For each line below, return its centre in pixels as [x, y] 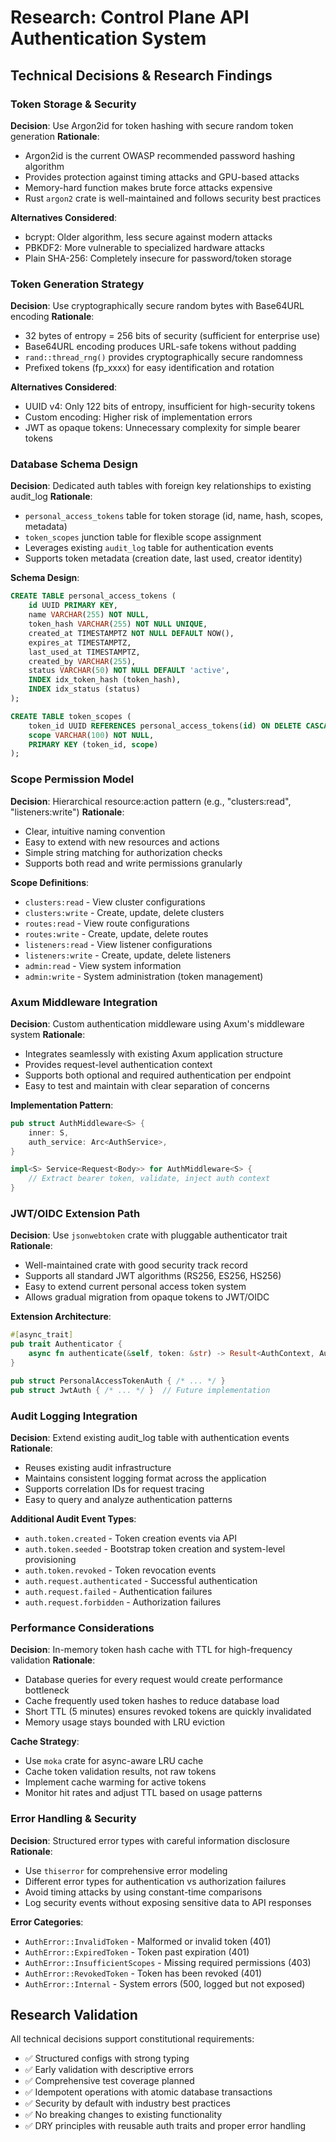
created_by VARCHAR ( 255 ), [82, 661]
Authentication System [108, 38]
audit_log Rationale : [51, 497]
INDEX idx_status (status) [84, 689]
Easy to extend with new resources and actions [122, 842]
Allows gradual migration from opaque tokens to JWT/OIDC [147, 1297]
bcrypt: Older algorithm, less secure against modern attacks [148, 237]
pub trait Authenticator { [66, 1344]
